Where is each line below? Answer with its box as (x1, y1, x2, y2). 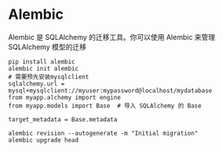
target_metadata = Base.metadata (8, 115, 118, 123)
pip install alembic (8, 57, 76, 66)
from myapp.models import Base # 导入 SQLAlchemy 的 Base (8, 102, 202, 110)
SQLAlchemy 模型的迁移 (8, 42, 86, 52)
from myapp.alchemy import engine (8, 93, 122, 101)
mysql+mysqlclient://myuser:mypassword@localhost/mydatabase (8, 86, 213, 95)
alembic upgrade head (8, 136, 79, 144)
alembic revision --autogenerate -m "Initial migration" (8, 129, 199, 137)
